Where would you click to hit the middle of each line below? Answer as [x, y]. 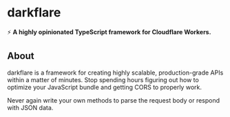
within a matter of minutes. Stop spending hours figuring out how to [103, 79]
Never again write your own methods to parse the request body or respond [114, 100]
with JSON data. [30, 107]
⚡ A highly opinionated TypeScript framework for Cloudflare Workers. [109, 31]
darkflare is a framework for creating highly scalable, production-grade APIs [115, 73]
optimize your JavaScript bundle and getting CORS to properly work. [104, 87]
